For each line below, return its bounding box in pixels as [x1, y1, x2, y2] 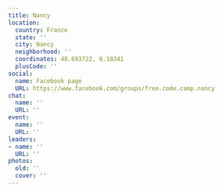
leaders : [8, 135, 37, 143]
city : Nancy [15, 41, 55, 49]
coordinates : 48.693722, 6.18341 [15, 56, 124, 63]
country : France [15, 26, 68, 34]
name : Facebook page [15, 77, 82, 85]
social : [8, 70, 34, 78]
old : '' [15, 165, 41, 172]
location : [8, 19, 41, 27]
